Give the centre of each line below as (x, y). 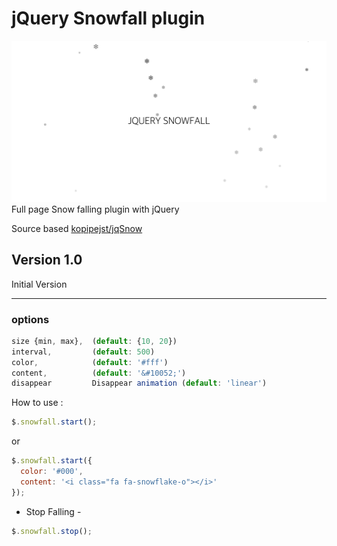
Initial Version (39, 284)
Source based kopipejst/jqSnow (77, 228)
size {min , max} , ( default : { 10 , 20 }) (94, 341)
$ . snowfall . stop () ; (52, 531)
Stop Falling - (53, 511)
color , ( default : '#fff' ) (90, 362)
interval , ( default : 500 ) (83, 352)
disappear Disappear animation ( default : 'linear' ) (139, 383)
